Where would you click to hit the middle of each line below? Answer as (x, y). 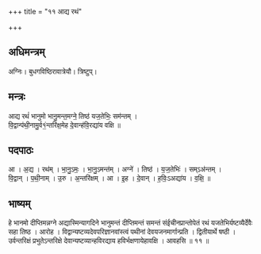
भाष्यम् (19, 204)
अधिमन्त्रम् (27, 52)
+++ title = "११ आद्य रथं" (45, 12)
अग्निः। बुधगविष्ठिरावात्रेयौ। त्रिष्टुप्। (53, 71)
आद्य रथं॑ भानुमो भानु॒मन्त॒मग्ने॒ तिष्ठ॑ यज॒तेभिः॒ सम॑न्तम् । (73, 116)
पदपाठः (21, 150)
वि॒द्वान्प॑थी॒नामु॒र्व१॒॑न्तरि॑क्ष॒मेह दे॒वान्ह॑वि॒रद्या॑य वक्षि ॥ (65, 125)
